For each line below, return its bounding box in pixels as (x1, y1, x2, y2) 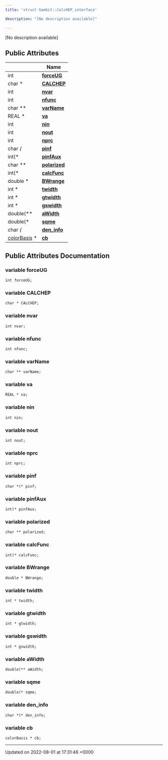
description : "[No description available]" (5, 16, 97, 21)
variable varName (5, 358, 49, 365)
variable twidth (5, 587, 43, 594)
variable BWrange (5, 564, 50, 571)
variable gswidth (5, 633, 47, 640)
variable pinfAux (5, 495, 46, 502)
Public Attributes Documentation (5, 251, 110, 260)
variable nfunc (5, 335, 41, 342)
